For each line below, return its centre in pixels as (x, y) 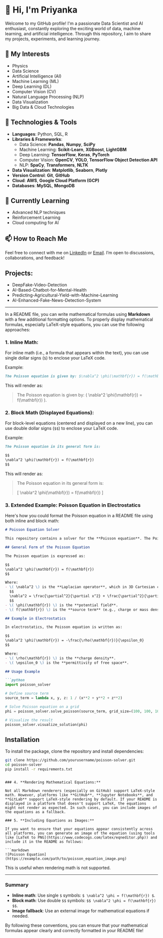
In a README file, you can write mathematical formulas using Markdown (78, 314)
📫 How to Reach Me (36, 239)
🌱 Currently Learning (37, 201)
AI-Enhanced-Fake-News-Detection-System (57, 300)
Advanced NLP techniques (39, 213)
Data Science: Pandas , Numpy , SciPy (57, 144)
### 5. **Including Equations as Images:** (50, 820)
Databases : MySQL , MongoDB (43, 185)
